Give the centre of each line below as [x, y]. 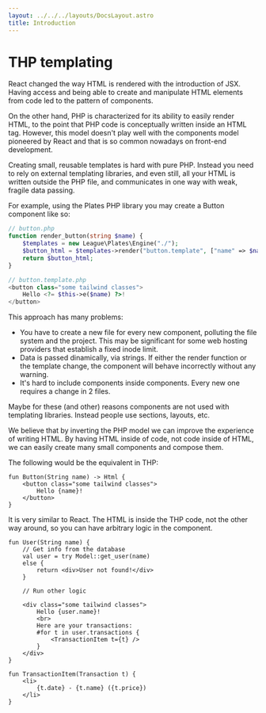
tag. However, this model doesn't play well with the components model [123, 133]
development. [30, 150]
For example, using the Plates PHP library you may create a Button [116, 206]
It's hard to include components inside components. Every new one [129, 383]
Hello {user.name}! [69, 612]
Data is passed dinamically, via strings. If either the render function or [133, 358]
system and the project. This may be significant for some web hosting [133, 341]
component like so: [39, 214]
